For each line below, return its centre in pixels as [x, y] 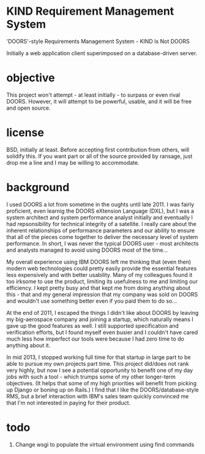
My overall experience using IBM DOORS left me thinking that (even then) [99, 262]
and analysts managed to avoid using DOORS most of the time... [87, 250]
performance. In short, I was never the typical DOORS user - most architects [102, 243]
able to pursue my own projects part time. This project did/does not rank [98, 363]
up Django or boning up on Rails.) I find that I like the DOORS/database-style [102, 390]
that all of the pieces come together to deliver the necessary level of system [102, 236]
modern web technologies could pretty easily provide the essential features [102, 268]
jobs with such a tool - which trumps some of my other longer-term [91, 376]
